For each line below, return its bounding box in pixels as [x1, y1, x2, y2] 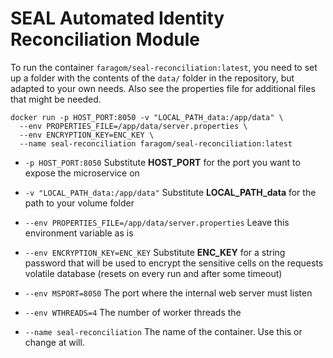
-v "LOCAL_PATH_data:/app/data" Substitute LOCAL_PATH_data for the [24, 186, 317, 198]
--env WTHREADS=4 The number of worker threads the [24, 306, 242, 318]
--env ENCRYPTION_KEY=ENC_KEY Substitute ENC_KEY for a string [24, 246, 286, 258]
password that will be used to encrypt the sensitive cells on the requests [24, 257, 324, 269]
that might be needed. [10, 93, 102, 105]
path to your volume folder [24, 197, 135, 209]
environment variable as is [24, 227, 134, 239]
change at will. [24, 336, 85, 348]
